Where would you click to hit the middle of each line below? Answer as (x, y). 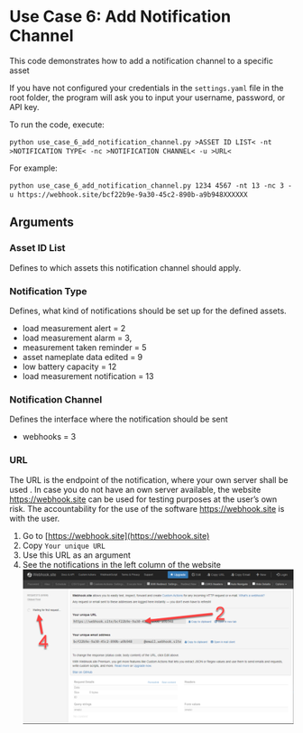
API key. (24, 107)
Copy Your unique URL (64, 545)
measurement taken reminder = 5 (84, 347)
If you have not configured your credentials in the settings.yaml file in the (147, 88)
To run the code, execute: (57, 125)
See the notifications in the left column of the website (121, 564)
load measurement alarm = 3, (77, 338)
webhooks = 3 (49, 437)
